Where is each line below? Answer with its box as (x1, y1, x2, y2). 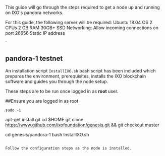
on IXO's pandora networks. (5, 10, 64, 16)
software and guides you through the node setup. (5, 78, 108, 85)
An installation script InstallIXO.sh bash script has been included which (5, 67, 156, 73)
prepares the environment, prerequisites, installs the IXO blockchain (5, 73, 146, 79)
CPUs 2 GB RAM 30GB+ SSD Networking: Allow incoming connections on (5, 25, 159, 31)
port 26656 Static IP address (5, 30, 65, 36)
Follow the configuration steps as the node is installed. (5, 145, 132, 150)
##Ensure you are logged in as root (5, 98, 79, 104)
